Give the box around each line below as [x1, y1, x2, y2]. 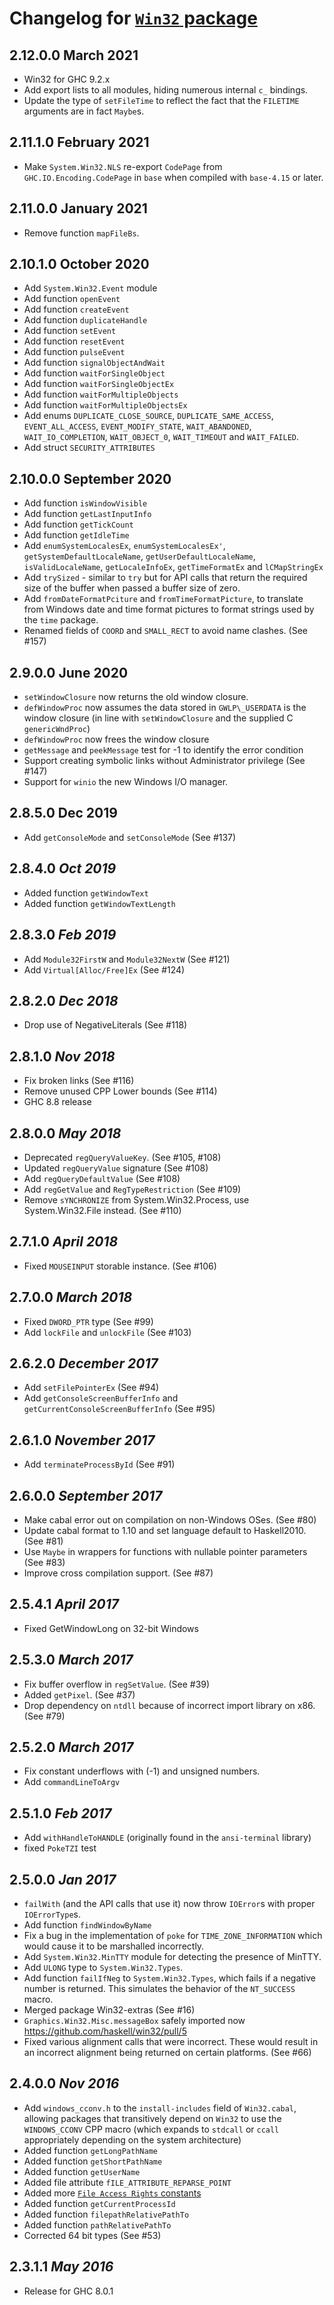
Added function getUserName [23, 2165, 141, 2177]
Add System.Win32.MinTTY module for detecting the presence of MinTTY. [23, 1951, 322, 1963]
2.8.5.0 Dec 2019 [9, 805, 118, 822]
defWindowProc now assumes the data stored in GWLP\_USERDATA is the [23, 702, 307, 714]
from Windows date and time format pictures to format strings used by [23, 603, 315, 616]
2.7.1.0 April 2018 [9, 1233, 119, 1251]
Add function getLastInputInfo [23, 508, 152, 520]
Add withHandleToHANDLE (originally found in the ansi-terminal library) [23, 1832, 312, 1844]
